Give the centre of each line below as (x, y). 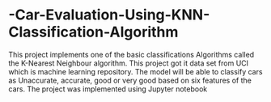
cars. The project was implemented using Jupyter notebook (108, 89)
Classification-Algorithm (93, 32)
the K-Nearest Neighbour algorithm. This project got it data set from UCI (129, 63)
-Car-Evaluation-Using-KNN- (109, 15)
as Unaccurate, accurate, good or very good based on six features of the (130, 80)
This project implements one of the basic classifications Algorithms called (131, 54)
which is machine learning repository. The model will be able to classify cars (135, 71)
